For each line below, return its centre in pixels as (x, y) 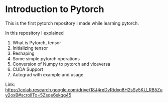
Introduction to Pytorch (55, 9)
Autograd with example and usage (48, 74)
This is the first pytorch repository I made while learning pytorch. (72, 23)
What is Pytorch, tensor (37, 42)
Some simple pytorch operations (46, 58)
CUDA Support (28, 69)
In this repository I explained (35, 33)
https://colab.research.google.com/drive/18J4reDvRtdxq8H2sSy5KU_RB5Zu (84, 89)
